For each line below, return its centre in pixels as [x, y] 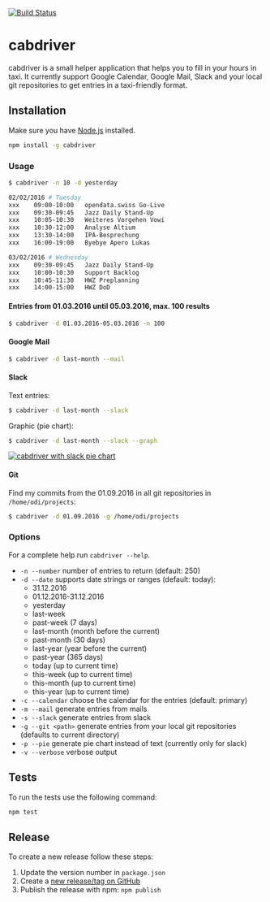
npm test [23, 812]
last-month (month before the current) [96, 631]
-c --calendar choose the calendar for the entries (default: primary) [134, 700]
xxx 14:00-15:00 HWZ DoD [60, 288]
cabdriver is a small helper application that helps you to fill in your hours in [133, 67]
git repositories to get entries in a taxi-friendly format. [98, 85]
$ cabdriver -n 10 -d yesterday [63, 183]
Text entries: [29, 395]
